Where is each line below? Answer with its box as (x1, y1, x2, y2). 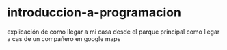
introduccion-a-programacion (7, 5, 181, 21)
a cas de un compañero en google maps (7, 34, 121, 42)
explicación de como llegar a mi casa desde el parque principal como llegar (7, 27, 220, 36)
